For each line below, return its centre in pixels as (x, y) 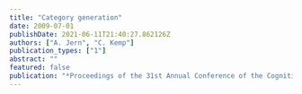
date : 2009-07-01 (42, 26)
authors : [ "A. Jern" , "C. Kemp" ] (72, 43)
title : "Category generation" (66, 17)
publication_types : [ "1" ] (58, 51)
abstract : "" (34, 59)
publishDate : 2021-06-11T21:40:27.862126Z (90, 34)
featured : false (40, 68)
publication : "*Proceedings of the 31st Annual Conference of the (136, 76)
